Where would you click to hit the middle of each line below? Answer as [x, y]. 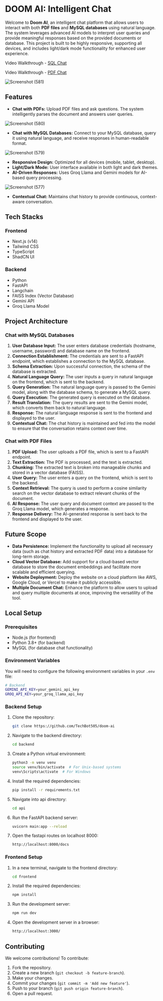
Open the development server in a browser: [56, 922]
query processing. [44, 177]
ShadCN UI [23, 257]
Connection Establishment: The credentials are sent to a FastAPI [78, 356]
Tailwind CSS [25, 246]
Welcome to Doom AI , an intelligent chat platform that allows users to [74, 22]
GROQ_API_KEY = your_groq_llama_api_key [44, 694]
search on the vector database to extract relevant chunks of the [76, 493]
